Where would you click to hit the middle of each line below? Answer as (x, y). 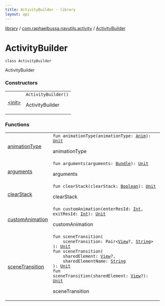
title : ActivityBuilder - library (41, 10)
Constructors (21, 83)
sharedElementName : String (95, 261)
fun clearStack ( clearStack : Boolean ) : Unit (104, 186)
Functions (17, 124)
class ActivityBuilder (28, 61)
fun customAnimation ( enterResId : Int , (98, 209)
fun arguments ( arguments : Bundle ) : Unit (101, 164)
